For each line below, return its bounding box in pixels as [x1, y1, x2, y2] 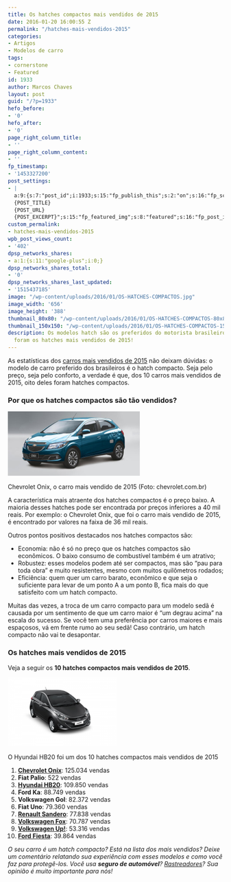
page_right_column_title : [8, 134, 82, 141]
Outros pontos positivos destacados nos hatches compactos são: [8, 531, 193, 539]
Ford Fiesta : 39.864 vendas [17, 831, 97, 840]
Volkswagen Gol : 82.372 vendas [17, 795, 111, 803]
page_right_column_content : [8, 148, 88, 156]
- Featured [8, 69, 39, 76]
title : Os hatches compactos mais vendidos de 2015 [8, 11, 158, 18]
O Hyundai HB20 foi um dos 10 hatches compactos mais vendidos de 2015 [8, 752, 219, 761]
